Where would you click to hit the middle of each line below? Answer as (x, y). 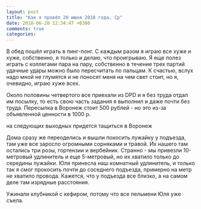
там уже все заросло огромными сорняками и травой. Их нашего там (97, 144)
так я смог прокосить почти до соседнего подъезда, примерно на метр (99, 170)
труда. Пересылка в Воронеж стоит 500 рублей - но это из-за (86, 108)
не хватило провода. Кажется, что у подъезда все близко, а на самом (97, 176)
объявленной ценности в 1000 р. (49, 114)
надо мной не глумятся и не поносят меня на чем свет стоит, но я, (93, 77)
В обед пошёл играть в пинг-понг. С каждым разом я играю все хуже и (99, 51)
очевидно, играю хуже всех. (43, 83)
